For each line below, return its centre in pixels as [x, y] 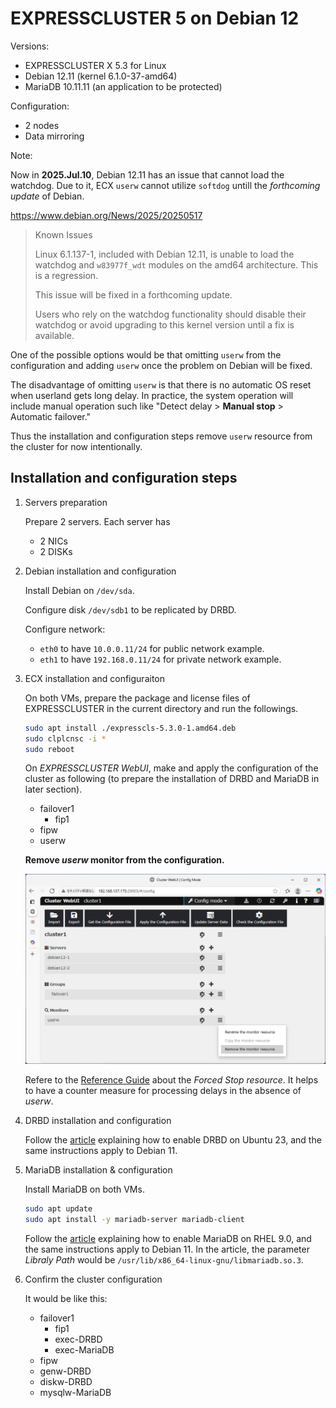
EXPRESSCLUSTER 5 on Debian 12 [155, 18]
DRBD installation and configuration [98, 1121]
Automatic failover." [51, 416]
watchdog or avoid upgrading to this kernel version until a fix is [164, 324]
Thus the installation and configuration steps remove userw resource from [161, 436]
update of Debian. [47, 196]
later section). [53, 789]
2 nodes [42, 125]
